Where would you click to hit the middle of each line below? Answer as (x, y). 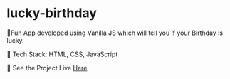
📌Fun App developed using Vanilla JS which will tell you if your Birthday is (115, 33)
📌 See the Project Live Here (47, 68)
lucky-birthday (52, 13)
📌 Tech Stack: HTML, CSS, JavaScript (62, 54)
